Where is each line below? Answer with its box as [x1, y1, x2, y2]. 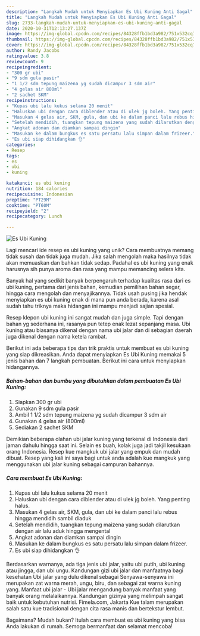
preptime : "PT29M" [6, 197, 52, 203]
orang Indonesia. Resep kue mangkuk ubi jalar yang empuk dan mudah [6, 448, 180, 455]
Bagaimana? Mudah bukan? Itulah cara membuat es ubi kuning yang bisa [6, 616, 186, 623]
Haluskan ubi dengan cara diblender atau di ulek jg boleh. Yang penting [14, 496, 190, 503]
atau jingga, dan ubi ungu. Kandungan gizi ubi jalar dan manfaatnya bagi [6, 567, 183, 574]
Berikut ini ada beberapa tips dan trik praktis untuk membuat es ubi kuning [6, 345, 189, 352]
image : [6, 31, 23, 37]
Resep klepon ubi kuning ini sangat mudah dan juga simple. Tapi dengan [6, 314, 184, 321]
